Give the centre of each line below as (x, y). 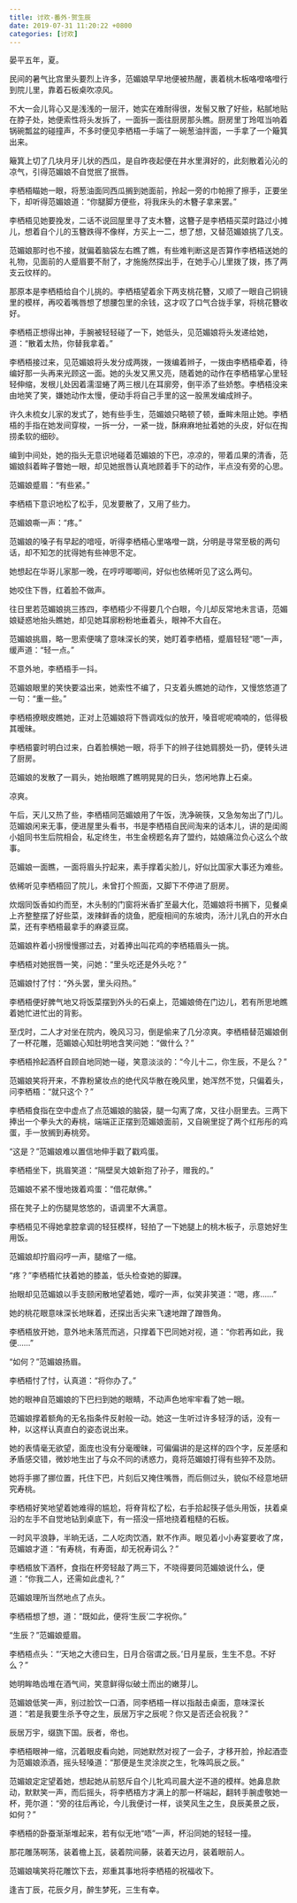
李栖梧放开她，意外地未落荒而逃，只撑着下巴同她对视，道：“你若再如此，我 (147, 1332)
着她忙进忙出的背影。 (48, 1013)
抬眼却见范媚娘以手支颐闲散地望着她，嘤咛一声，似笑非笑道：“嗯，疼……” (143, 1295)
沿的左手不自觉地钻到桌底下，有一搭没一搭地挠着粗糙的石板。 (122, 1519)
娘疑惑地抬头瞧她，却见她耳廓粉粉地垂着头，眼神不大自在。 (118, 620)
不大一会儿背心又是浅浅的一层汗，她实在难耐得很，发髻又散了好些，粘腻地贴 (148, 109)
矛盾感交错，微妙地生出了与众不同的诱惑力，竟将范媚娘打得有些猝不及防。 (145, 1459)
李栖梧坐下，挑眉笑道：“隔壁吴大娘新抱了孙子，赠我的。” (111, 1171)
